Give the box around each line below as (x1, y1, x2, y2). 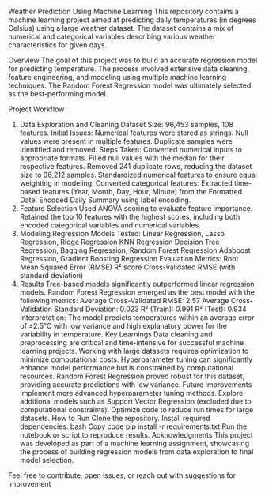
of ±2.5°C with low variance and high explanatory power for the (19, 321, 228, 330)
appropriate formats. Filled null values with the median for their (19, 153, 225, 163)
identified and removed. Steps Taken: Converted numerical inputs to (19, 145, 243, 154)
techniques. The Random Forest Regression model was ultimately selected (8, 81, 252, 90)
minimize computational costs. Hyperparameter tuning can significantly (19, 355, 253, 364)
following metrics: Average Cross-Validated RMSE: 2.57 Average (19, 296, 229, 305)
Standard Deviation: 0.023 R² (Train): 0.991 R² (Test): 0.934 (54, 304, 247, 314)
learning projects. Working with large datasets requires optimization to (19, 347, 249, 355)
